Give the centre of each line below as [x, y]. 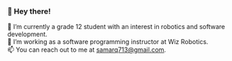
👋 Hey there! [29, 11]
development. [27, 34]
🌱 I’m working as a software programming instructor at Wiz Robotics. [108, 42]
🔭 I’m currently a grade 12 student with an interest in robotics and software [116, 27]
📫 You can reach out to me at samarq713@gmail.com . [87, 50]
